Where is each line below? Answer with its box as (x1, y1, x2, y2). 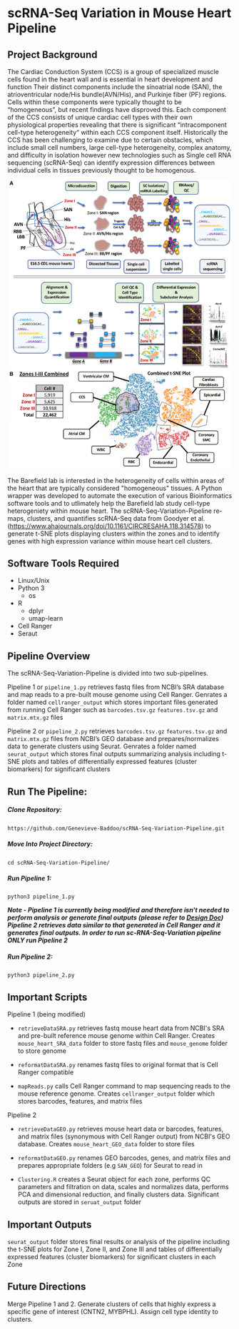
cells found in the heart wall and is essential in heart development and (7, 75, 213, 83)
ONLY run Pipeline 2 (7, 936, 68, 944)
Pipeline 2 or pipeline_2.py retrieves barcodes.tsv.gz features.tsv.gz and (7, 727, 228, 735)
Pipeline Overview (7, 650, 91, 662)
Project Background (7, 49, 98, 61)
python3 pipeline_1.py (7, 893, 75, 900)
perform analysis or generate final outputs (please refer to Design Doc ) (7, 913, 224, 922)
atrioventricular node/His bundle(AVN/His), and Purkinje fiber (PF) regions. (7, 91, 227, 98)
